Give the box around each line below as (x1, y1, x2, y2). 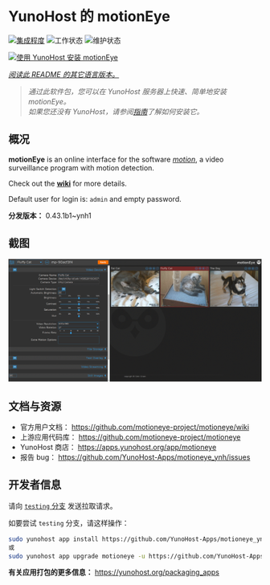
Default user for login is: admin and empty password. (8, 194, 182, 203)
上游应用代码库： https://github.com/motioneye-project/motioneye (19, 432, 241, 442)
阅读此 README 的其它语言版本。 (8, 69, 120, 79)
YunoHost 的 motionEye (8, 7, 170, 26)
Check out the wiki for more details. (8, 178, 127, 188)
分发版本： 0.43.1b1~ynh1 (8, 211, 92, 220)
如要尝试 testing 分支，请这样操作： (8, 517, 129, 527)
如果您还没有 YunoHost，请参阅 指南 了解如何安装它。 (27, 106, 204, 117)
